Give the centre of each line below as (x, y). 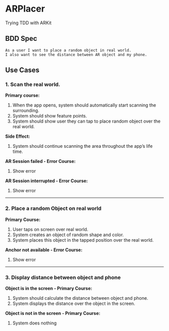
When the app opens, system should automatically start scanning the (84, 105)
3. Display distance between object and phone (63, 277)
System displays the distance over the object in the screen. (74, 304)
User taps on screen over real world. (50, 229)
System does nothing (34, 323)
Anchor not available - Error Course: (44, 250)
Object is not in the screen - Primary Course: (53, 313)
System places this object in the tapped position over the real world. (83, 240)
